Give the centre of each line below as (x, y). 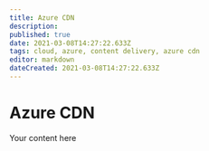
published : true (40, 34)
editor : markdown (42, 60)
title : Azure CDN (42, 18)
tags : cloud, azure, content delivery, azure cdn (105, 52)
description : (34, 26)
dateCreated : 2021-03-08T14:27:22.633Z (85, 69)
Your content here (43, 137)
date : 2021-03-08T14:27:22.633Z (70, 43)
